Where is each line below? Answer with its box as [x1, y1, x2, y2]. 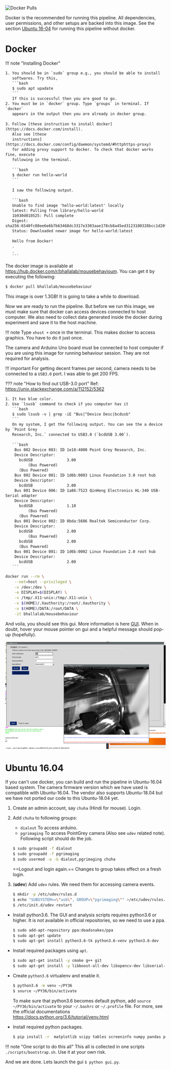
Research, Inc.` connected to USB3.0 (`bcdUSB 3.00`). [12, 432, 131, 437]
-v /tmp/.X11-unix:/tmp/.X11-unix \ [14, 596, 93, 601]
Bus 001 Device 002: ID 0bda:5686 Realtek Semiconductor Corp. [14, 518, 152, 524]
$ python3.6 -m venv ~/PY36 [12, 983, 72, 989]
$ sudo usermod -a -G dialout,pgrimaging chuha [12, 857, 116, 862]
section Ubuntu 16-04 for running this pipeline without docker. [5, 25, 136, 32]
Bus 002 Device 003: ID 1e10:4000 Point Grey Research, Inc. [14, 447, 147, 453]
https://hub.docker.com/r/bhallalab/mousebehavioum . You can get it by [5, 268, 155, 274]
